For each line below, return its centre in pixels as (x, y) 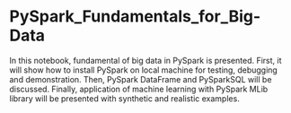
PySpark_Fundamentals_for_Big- (135, 17)
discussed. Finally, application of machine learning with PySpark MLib (139, 89)
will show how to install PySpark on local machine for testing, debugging (144, 70)
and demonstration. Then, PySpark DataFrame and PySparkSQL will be (141, 79)
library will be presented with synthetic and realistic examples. (124, 98)
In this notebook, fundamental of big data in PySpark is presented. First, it (145, 60)
